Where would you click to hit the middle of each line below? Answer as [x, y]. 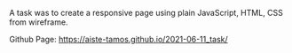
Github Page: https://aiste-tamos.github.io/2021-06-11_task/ [118, 39]
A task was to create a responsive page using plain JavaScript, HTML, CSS [146, 13]
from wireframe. [39, 22]
